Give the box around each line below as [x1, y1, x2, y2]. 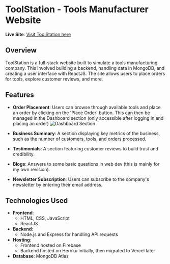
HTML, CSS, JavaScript [20, 215, 70, 221]
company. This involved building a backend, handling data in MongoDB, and [5, 65, 165, 71]
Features [5, 91, 34, 99]
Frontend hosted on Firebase [20, 242, 81, 248]
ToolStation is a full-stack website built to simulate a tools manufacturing [5, 60, 158, 66]
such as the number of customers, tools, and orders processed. [12, 136, 147, 142]
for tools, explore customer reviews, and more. [5, 75, 103, 82]
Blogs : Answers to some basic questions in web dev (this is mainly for [12, 161, 160, 167]
